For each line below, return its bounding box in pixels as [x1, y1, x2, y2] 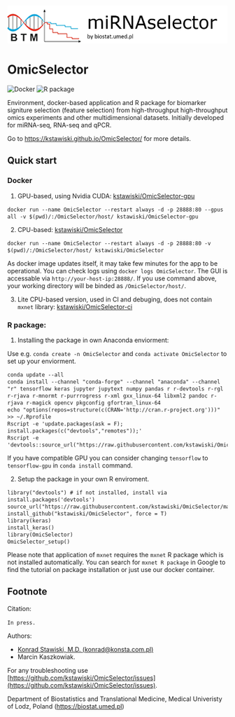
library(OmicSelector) [7, 531, 73, 538]
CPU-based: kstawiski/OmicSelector [17, 225, 123, 233]
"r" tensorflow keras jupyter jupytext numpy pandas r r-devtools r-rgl [7, 385, 224, 392]
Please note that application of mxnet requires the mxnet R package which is [7, 550, 224, 559]
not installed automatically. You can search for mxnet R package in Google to [7, 558, 226, 566]
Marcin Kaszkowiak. [17, 653, 76, 661]
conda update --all [7, 371, 64, 378]
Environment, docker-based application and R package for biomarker [7, 98, 206, 107]
